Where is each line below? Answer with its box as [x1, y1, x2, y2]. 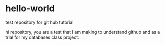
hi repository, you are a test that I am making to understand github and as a [5, 29, 160, 35]
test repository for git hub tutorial [5, 19, 74, 25]
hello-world [5, 3, 55, 14]
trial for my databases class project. [5, 34, 79, 40]
